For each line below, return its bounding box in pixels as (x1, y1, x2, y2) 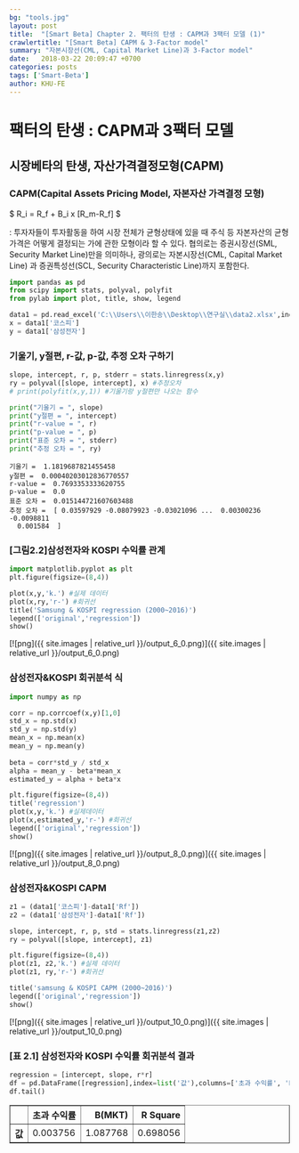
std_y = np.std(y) (9, 725, 77, 735)
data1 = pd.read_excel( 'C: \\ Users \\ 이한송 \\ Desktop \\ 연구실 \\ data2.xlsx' (9, 311, 278, 320)
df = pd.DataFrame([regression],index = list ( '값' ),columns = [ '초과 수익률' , (9, 1078, 282, 1087)
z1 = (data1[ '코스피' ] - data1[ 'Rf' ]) (9, 902, 140, 911)
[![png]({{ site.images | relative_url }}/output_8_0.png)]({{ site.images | (9, 848, 267, 859)
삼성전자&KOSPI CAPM (9, 881, 107, 894)
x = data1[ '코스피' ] (9, 319, 80, 328)
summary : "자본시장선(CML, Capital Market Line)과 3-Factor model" (9, 46, 254, 55)
